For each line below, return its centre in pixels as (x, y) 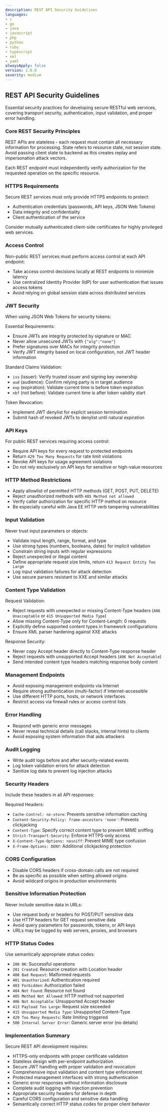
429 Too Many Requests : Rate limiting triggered (60, 1017)
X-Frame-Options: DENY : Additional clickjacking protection (72, 846)
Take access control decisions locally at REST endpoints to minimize (83, 271)
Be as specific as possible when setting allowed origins (69, 875)
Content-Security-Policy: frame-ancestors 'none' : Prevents (75, 820)
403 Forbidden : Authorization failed (49, 985)
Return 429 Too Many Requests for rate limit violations (67, 456)
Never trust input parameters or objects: (47, 531)
